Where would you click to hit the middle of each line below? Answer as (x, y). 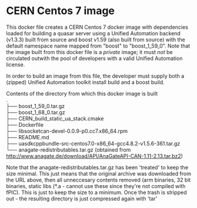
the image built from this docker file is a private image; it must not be (89, 52)
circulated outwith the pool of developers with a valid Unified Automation (94, 58)
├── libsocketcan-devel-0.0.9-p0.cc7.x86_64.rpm (67, 131)
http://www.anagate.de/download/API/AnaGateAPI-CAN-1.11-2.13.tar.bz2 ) (95, 156)
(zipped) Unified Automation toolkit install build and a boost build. (85, 82)
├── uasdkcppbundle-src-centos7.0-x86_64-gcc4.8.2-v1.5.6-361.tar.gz (93, 143)
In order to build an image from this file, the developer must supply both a (95, 76)
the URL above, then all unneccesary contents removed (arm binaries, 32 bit (98, 180)
